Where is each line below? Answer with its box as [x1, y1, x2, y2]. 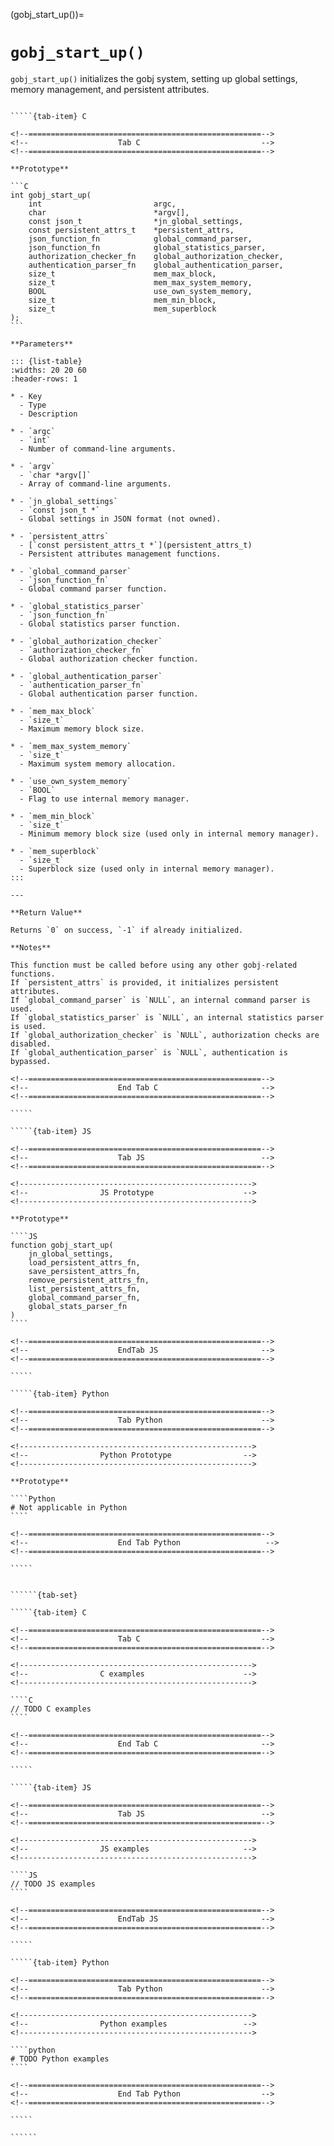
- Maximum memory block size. [19, 724, 145, 734]
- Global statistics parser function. [19, 619, 182, 629]
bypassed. [10, 1056, 52, 1066]
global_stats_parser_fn [28, 1301, 128, 1311]
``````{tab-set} [10, 1590, 78, 1600]
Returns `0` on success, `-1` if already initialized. [10, 925, 244, 935]
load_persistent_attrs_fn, [28, 1257, 141, 1268]
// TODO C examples [10, 1704, 92, 1714]
